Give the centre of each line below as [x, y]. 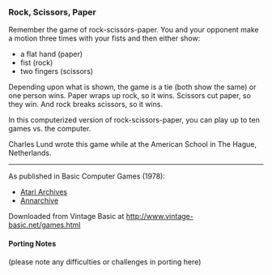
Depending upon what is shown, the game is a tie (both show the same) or [132, 87]
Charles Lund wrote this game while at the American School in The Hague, [133, 144]
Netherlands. [30, 153]
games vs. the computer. [50, 129]
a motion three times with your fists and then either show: [104, 38]
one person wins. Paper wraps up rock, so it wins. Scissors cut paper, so [130, 96]
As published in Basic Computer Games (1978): [87, 176]
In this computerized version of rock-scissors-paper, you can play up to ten [134, 120]
